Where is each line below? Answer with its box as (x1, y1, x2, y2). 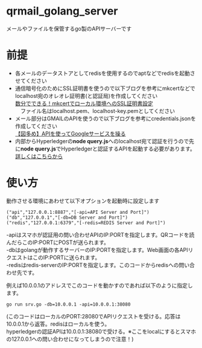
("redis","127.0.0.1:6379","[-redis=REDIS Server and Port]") (6, 219, 166, 226)
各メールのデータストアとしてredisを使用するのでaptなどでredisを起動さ (14, 69, 195, 77)
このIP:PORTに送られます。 (32, 254, 101, 261)
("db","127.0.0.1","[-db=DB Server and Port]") (6, 214, 128, 221)
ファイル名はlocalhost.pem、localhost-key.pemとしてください (20, 107, 175, 114)
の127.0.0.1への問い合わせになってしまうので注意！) (6, 335, 134, 343)
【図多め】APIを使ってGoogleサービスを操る (14, 130, 126, 137)
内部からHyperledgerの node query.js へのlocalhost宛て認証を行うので (14, 137, 189, 144)
